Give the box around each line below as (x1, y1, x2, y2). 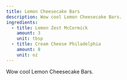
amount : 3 (16, 30, 41, 36)
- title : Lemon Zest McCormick (11, 25, 88, 31)
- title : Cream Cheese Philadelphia (11, 41, 101, 47)
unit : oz (16, 52, 38, 58)
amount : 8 (16, 47, 41, 53)
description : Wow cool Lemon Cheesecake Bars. (6, 14, 122, 20)
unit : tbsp (16, 36, 44, 41)
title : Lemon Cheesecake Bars (6, 8, 81, 15)
